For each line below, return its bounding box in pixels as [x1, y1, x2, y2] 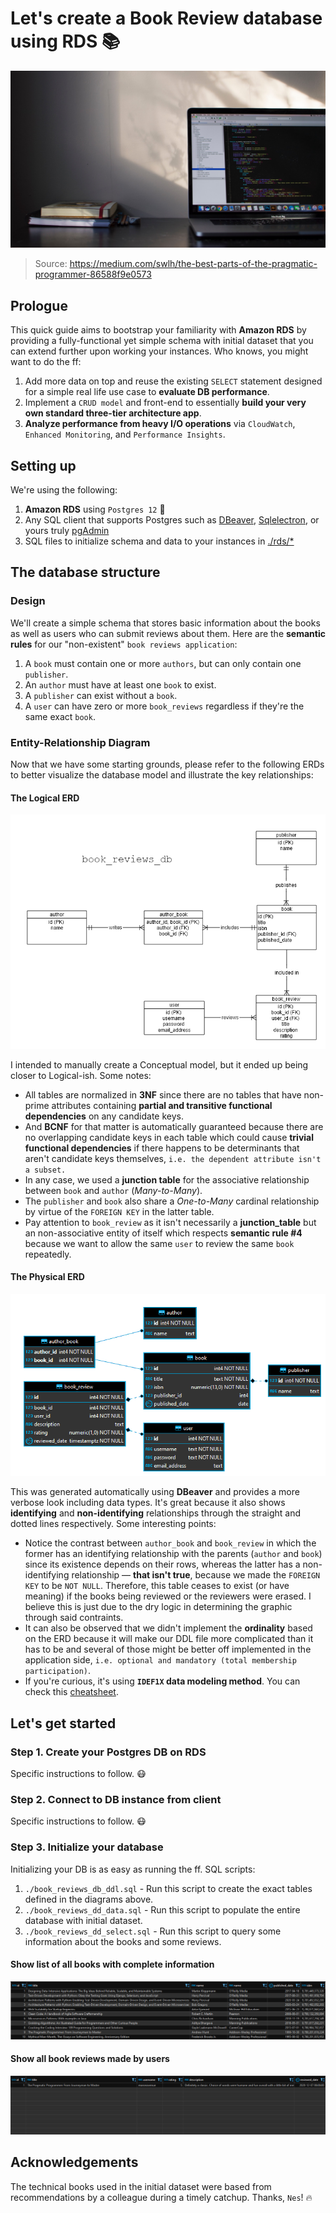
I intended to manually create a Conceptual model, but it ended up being [10, 1058, 309, 1071]
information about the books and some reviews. [24, 1935, 222, 1947]
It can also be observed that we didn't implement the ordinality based [24, 1622, 313, 1634]
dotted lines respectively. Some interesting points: [10, 1518, 217, 1530]
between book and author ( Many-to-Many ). [24, 1184, 203, 1196]
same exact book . [24, 710, 96, 722]
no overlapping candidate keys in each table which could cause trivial [24, 1131, 315, 1143]
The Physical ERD [10, 1271, 85, 1283]
